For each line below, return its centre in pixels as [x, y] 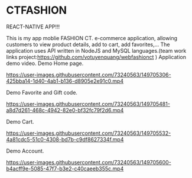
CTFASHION [36, 10]
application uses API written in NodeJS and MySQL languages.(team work [96, 50]
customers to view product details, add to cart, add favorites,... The [88, 44]
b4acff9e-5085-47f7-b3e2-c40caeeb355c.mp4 [65, 169]
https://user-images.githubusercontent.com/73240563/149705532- [89, 133]
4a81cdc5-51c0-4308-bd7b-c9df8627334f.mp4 [65, 139]
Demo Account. [25, 151]
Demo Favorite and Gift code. [42, 92]
